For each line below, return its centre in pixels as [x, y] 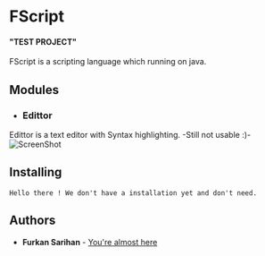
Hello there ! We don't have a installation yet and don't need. [133, 193]
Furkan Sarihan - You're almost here [90, 242]
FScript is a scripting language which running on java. [108, 62]
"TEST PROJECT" [43, 41]
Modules [34, 90]
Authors [33, 221]
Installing [36, 172]
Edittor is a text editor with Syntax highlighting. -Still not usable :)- [130, 135]
